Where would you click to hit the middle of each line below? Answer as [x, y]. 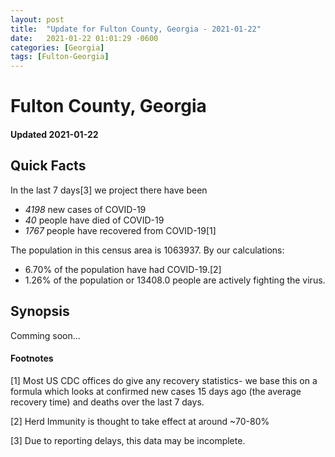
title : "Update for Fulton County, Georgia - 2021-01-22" [136, 29]
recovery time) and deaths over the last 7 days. [107, 402]
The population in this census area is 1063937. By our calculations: [147, 250]
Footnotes [32, 358]
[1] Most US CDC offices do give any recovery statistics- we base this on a [164, 380]
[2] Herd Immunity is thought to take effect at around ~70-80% [140, 421]
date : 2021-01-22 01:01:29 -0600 [84, 38]
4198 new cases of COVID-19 [85, 209]
